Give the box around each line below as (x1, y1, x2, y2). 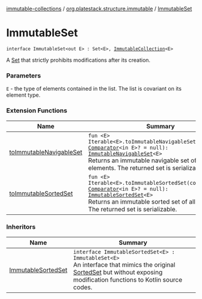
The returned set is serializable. (88, 205, 177, 213)
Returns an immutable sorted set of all (88, 198, 195, 206)
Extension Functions (6, 106, 67, 115)
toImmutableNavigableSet (9, 148, 83, 156)
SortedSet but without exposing (73, 268, 163, 276)
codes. (73, 283, 93, 291)
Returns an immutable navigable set (88, 156, 189, 165)
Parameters (6, 71, 41, 80)
